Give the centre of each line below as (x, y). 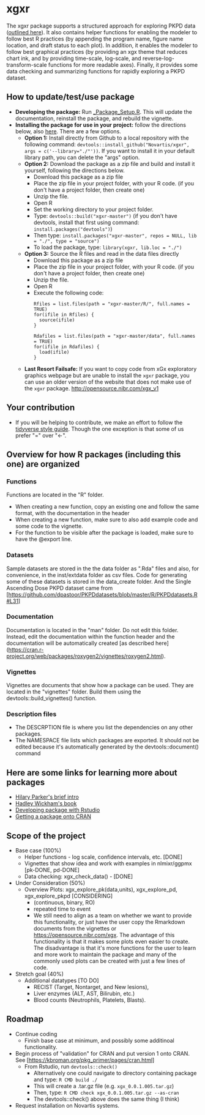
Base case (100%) (38, 851)
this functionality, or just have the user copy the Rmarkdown (109, 922)
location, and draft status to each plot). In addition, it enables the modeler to (102, 45)
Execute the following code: (69, 293)
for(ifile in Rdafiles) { (66, 347)
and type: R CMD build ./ (65, 1080)
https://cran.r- (26, 649)
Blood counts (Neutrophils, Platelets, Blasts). (89, 1000)
